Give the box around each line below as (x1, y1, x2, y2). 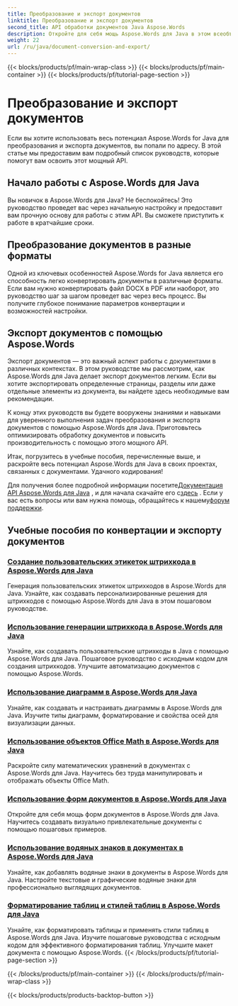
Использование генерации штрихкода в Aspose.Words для (7, 621, 223, 631)
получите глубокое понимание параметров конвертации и (7, 299, 186, 307)
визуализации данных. (7, 718, 76, 727)
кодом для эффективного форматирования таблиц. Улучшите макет (7, 941, 214, 949)
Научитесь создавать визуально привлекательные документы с (7, 817, 203, 827)
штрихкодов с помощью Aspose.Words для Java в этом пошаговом (7, 597, 212, 605)
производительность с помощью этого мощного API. (7, 438, 169, 447)
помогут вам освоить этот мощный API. (7, 156, 128, 165)
